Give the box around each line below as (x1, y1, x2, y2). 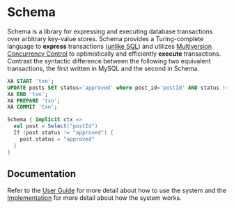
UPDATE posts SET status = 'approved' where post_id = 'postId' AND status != (7, 84, 229, 91)
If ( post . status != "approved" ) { (13, 130, 114, 137)
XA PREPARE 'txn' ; (7, 97, 61, 104)
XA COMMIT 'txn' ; (7, 104, 58, 111)
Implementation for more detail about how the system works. (7, 194, 182, 202)
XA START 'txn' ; (7, 77, 54, 84)
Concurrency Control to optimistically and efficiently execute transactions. (7, 49, 221, 58)
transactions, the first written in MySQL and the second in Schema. (7, 64, 200, 72)
